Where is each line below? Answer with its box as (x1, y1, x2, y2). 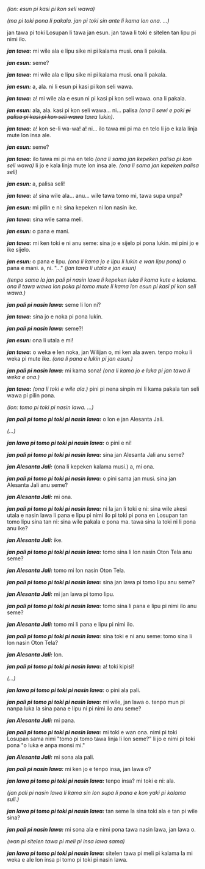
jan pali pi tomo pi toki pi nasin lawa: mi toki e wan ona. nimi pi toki (7, 729, 178, 735)
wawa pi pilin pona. (7, 392, 56, 399)
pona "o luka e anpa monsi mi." (7, 742, 85, 749)
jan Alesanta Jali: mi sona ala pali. (7, 753, 95, 761)
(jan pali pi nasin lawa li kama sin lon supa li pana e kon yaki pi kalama (7, 789, 186, 796)
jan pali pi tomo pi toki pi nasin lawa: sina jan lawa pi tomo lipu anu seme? (7, 579, 195, 585)
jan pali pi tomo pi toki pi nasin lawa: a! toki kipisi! (7, 663, 134, 670)
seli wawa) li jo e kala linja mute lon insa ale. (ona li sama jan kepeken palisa (7, 162, 200, 169)
